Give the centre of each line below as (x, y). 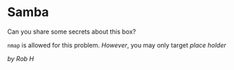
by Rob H (21, 58)
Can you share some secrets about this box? (72, 31)
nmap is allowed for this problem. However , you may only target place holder (117, 45)
